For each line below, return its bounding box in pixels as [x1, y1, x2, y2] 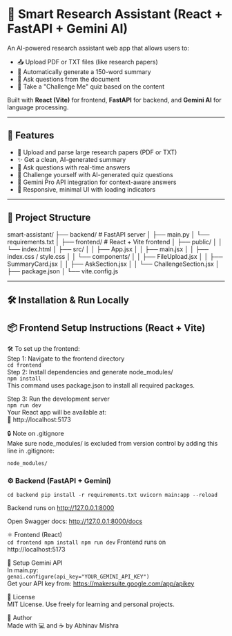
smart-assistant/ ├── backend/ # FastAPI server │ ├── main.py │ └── [7, 230, 210, 238]
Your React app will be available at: [7, 408, 107, 416]
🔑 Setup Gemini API [7, 558, 63, 567]
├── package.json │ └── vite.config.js [7, 266, 119, 275]
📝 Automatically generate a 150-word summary [17, 67, 151, 75]
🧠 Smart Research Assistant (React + [7, 6, 223, 22]
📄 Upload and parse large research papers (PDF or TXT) [17, 148, 177, 156]
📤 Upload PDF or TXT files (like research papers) [17, 57, 159, 66]
